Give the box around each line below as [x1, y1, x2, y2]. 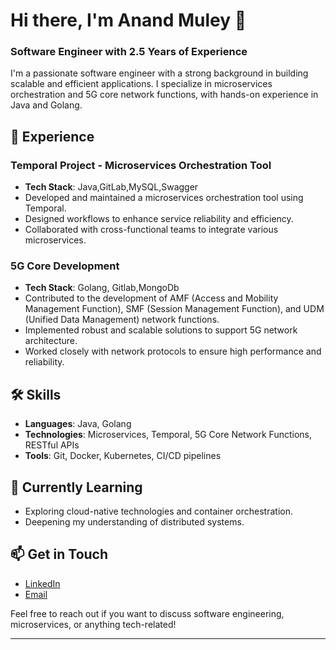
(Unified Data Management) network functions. [24, 314, 220, 326]
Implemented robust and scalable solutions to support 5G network [24, 324, 298, 336]
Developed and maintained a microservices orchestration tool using [24, 192, 304, 204]
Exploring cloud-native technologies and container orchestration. [24, 505, 293, 518]
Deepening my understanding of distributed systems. [24, 516, 245, 528]
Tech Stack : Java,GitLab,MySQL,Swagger [24, 181, 199, 193]
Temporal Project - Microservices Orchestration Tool [10, 158, 272, 172]
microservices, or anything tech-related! [10, 618, 177, 630]
